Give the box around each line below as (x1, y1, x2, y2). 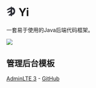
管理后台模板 (6, 58, 55, 69)
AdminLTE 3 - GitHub (6, 75, 60, 82)
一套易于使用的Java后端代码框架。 (6, 26, 94, 33)
